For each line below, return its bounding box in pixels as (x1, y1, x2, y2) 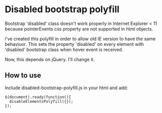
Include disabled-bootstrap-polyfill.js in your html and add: (5, 84, 128, 91)
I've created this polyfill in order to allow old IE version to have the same (5, 36, 156, 42)
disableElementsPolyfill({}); (9, 99, 73, 104)
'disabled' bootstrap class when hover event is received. (5, 46, 123, 52)
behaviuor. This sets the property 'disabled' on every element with (5, 41, 144, 47)
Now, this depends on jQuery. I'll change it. (5, 56, 95, 62)
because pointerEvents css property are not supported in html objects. (5, 25, 153, 32)
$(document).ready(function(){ (5, 94, 71, 100)
